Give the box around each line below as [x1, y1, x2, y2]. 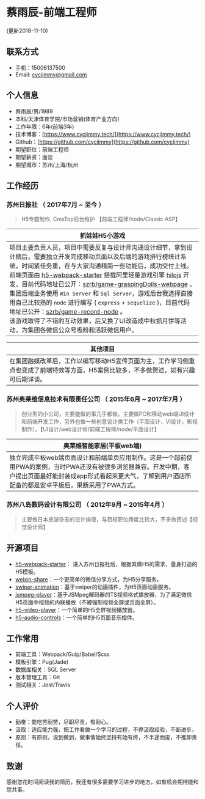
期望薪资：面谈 [15, 153, 53, 161]
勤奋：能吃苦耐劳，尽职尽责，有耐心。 [15, 718, 112, 726]
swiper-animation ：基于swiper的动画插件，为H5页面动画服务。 [15, 583, 174, 591]
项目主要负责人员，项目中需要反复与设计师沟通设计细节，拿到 [9, 243, 187, 252]
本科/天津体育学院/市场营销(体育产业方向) [15, 115, 120, 122]
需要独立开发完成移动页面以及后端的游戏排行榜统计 [34, 252, 181, 261]
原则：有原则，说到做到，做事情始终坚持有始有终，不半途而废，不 [15, 734, 181, 741]
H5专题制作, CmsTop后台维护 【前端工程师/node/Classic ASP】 [21, 215, 181, 223]
